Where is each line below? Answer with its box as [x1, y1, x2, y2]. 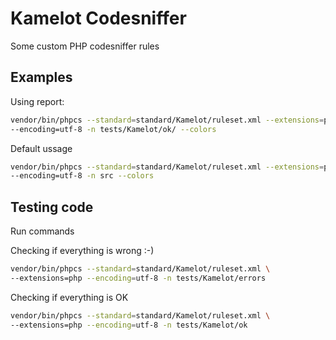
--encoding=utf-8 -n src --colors [10, 171, 155, 181]
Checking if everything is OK [10, 291, 129, 303]
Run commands [10, 225, 75, 237]
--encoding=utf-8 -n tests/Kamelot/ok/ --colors [10, 124, 217, 134]
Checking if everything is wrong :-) [10, 245, 155, 257]
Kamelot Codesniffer [10, 7, 187, 30]
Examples [10, 69, 73, 86]
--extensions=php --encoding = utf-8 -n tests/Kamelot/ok [10, 320, 248, 330]
